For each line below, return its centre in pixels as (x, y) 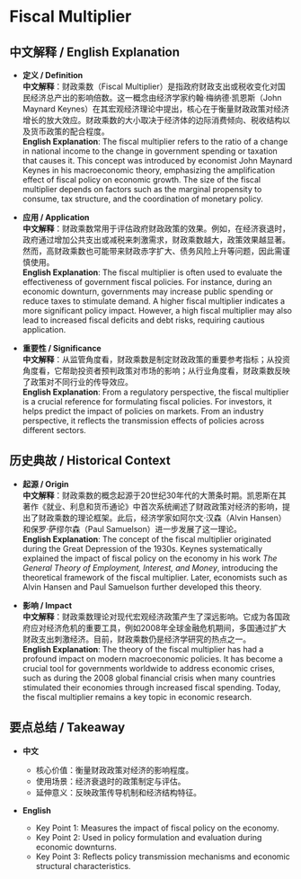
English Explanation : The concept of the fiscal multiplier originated (147, 539)
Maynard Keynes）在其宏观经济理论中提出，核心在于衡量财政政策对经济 (156, 109)
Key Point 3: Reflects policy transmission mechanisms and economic (163, 857)
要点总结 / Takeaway (67, 728)
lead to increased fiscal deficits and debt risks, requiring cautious (143, 320)
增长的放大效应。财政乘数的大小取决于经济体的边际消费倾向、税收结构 (152, 120)
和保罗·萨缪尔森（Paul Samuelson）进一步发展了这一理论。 (132, 528)
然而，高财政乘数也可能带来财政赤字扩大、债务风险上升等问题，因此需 (152, 251)
